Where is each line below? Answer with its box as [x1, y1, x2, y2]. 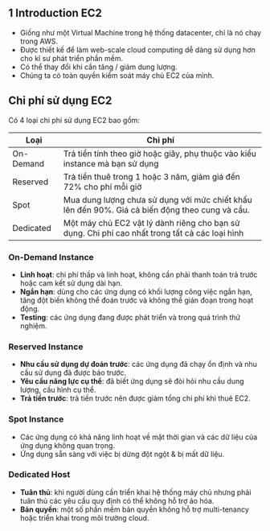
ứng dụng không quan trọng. [19, 440, 115, 450]
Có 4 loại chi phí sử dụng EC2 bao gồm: [8, 115, 141, 125]
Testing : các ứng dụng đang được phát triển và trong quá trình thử [19, 312, 241, 322]
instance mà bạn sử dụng [63, 158, 159, 169]
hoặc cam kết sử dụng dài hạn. [19, 278, 123, 288]
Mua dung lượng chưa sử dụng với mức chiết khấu [63, 194, 252, 205]
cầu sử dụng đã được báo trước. [19, 368, 127, 377]
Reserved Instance [8, 341, 84, 352]
